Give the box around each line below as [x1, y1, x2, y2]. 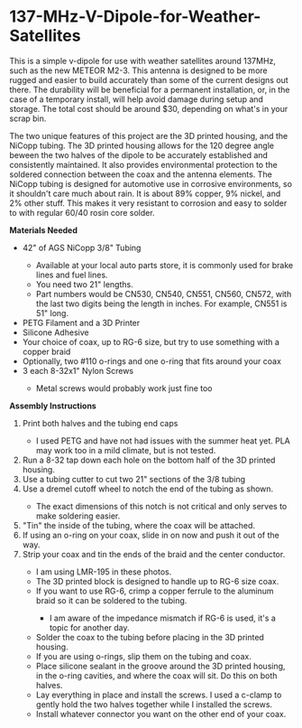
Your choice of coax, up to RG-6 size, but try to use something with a [22, 336, 279, 347]
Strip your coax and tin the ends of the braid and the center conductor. [22, 548, 286, 559]
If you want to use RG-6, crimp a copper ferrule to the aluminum [35, 585, 274, 596]
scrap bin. [9, 113, 47, 124]
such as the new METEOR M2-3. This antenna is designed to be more [9, 65, 268, 76]
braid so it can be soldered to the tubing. [35, 594, 188, 606]
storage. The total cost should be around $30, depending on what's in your [9, 103, 288, 114]
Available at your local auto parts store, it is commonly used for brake [35, 259, 294, 270]
